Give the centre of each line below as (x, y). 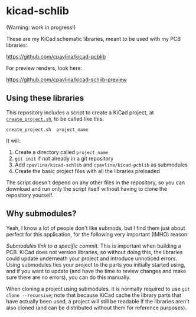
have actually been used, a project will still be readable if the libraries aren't (98, 301)
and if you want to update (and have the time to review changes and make (96, 271)
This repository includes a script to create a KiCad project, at (80, 112)
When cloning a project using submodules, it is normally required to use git (98, 289)
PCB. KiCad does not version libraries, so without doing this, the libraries (94, 252)
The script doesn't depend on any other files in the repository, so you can (96, 182)
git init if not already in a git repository (64, 158)
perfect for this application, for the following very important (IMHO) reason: (97, 234)
